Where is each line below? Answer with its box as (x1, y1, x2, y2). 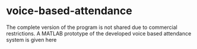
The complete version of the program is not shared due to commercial (6, 24, 178, 31)
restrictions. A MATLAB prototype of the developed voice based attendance (6, 30, 192, 37)
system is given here (6, 36, 57, 43)
